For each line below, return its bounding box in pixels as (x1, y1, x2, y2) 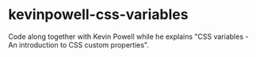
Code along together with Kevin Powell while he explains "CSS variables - (8, 32, 249, 41)
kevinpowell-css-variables (8, 6, 189, 24)
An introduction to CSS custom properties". (8, 40, 149, 49)
